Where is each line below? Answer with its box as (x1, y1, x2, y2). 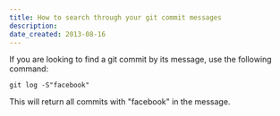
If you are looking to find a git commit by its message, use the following (9, 54, 272, 65)
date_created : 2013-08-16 (9, 29, 106, 38)
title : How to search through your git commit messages (9, 12, 222, 22)
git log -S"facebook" (9, 81, 90, 90)
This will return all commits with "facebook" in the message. (9, 96, 231, 107)
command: (9, 63, 49, 74)
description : (9, 21, 58, 30)
